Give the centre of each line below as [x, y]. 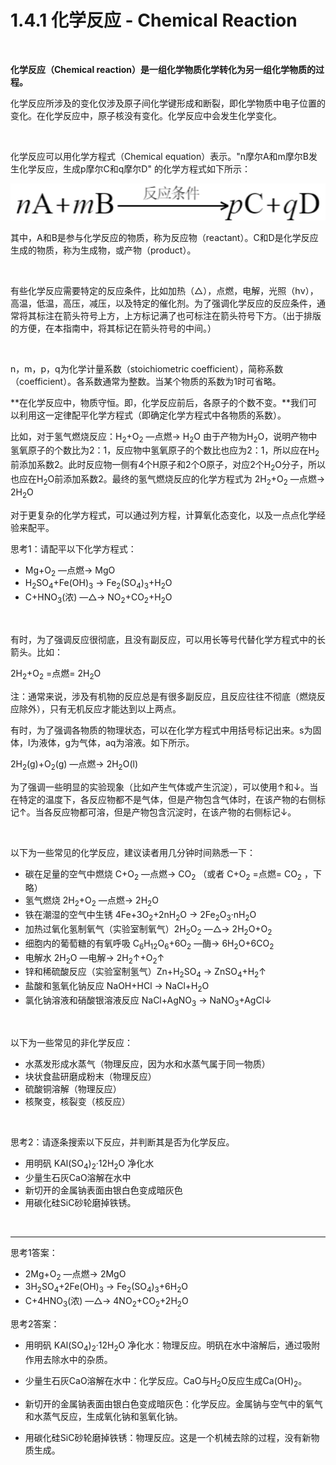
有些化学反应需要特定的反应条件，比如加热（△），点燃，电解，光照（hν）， [164, 290]
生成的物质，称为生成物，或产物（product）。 [103, 250]
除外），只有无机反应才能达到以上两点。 [100, 708]
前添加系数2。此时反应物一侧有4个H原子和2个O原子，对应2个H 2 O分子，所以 [168, 466]
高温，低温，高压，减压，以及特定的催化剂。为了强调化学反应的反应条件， [163, 303]
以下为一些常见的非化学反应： [71, 1042]
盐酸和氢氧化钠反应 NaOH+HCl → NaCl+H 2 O [117, 987]
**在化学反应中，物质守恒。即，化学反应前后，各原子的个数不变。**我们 [159, 402]
